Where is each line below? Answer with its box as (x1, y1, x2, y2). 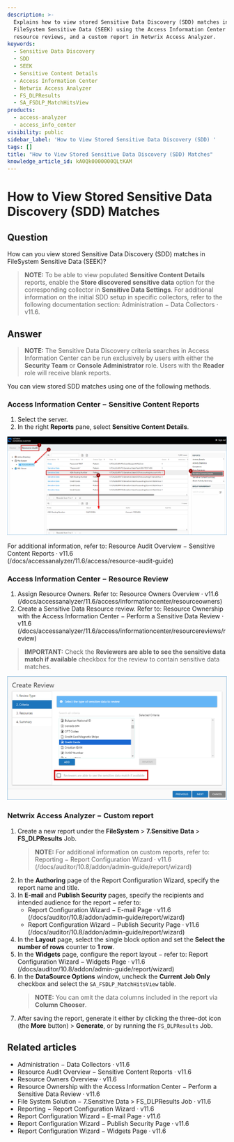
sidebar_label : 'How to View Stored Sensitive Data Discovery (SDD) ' (7, 136, 217, 143)
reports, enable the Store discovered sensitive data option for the (24, 279, 215, 287)
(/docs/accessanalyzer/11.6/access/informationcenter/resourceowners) (17, 597, 223, 606)
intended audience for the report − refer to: (17, 898, 141, 907)
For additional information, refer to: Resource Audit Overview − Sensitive (7, 542, 215, 550)
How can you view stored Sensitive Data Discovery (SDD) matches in (7, 250, 205, 258)
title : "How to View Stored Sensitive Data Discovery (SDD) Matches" (7, 150, 214, 158)
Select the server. (17, 415, 68, 424)
